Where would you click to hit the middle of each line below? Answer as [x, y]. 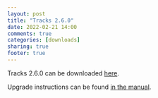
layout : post [26, 14]
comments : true [30, 33]
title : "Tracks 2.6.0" [41, 20]
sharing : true [28, 47]
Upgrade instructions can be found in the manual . [79, 87]
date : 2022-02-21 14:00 [42, 27]
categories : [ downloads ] [44, 40]
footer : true [26, 54]
